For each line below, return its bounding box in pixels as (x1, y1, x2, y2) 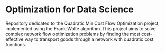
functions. (5, 41, 26, 47)
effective (5, 36, 24, 42)
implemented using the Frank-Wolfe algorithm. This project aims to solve (5, 25, 156, 31)
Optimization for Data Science (5, 4, 134, 15)
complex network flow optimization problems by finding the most (5, 31, 140, 37)
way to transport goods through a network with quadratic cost (24, 36, 154, 42)
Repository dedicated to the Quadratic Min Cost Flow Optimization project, (5, 20, 160, 26)
